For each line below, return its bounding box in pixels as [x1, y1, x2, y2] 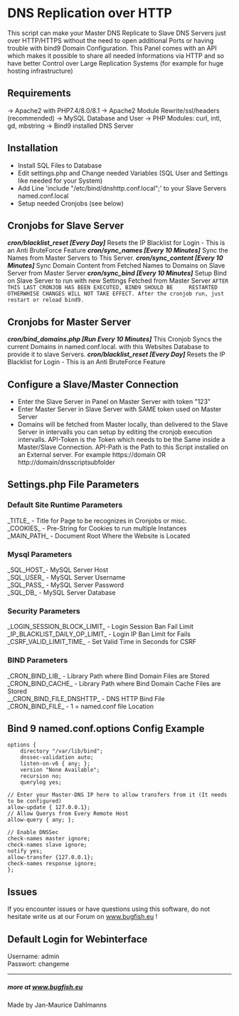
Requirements [7, 87, 71, 99]
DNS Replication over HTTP [7, 5, 173, 21]
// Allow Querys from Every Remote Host [7, 810, 129, 818]
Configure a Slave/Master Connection [7, 378, 179, 391]
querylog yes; [20, 779, 62, 786]
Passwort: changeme [7, 960, 70, 968]
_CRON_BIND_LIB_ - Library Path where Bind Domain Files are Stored [7, 671, 210, 680]
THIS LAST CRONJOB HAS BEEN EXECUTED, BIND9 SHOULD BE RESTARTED [7, 284, 218, 291]
